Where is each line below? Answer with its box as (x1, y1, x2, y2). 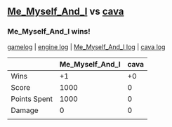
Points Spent (11, 94, 53, 104)
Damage (11, 105, 39, 115)
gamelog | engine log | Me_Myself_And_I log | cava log (7, 42, 166, 51)
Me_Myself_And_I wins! (7, 27, 91, 36)
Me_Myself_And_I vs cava (7, 6, 124, 18)
